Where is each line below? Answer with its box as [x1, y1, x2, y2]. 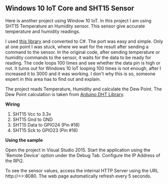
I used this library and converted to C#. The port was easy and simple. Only [5, 38, 163, 44]
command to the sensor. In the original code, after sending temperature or [5, 49, 160, 55]
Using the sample [5, 137, 43, 143]
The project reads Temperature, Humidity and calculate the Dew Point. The [5, 86, 162, 92]
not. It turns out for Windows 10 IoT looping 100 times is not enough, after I [5, 65, 161, 71]
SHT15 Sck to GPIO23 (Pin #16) [12, 127, 78, 133]
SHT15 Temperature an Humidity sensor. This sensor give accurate [5, 23, 145, 29]
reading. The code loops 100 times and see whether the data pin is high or [5, 59, 161, 66]
